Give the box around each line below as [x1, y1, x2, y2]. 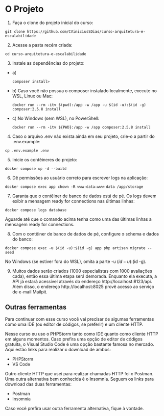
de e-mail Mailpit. [12, 288, 47, 295]
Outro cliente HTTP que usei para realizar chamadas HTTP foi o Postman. [5, 370, 154, 376]
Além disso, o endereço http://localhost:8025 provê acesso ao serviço [12, 284, 155, 289]
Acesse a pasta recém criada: [12, 42, 72, 48]
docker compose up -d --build [5, 166, 67, 171]
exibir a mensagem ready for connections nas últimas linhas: [12, 198, 135, 204]
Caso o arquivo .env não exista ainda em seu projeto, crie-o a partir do [12, 133, 155, 139]
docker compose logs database [5, 208, 67, 212]
